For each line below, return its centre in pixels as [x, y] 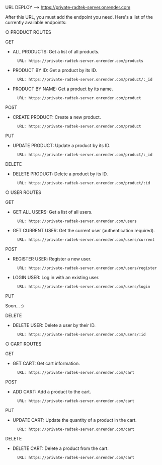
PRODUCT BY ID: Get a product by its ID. [55, 70]
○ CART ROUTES [23, 344]
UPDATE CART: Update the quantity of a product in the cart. [74, 420]
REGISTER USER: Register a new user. [52, 259]
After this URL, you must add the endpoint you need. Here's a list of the [79, 17]
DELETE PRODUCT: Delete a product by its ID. [60, 174]
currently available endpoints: [36, 22]
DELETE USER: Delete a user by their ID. [54, 325]
